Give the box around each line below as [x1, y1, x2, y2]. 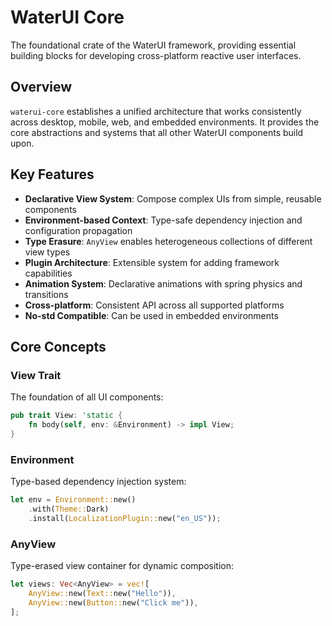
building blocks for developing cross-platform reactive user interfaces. [10, 49, 302, 61]
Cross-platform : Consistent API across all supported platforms [24, 299, 285, 311]
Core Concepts [10, 338, 107, 355]
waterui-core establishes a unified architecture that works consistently [10, 105, 302, 117]
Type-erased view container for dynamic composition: [10, 560, 235, 572]
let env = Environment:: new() [10, 495, 137, 505]
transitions [24, 288, 69, 300]
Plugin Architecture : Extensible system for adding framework [24, 256, 280, 268]
